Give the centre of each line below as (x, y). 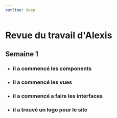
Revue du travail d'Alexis (59, 35)
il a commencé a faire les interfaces (58, 96)
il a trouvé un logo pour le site (50, 109)
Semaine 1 (22, 54)
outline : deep (20, 10)
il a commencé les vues (42, 82)
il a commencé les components (52, 68)
